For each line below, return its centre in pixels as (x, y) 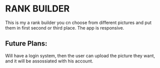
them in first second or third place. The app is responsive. (65, 27)
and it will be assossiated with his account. (49, 61)
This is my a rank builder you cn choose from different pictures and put (78, 22)
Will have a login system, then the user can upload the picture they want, (80, 55)
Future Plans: (26, 44)
